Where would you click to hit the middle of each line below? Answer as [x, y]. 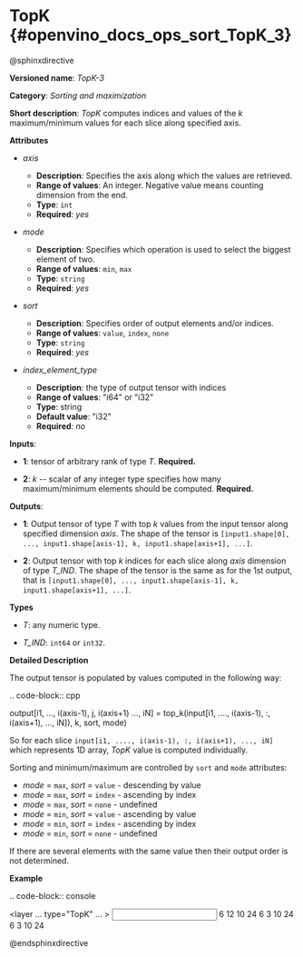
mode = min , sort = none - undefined [90, 833]
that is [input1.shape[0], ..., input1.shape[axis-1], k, [131, 580]
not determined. [39, 861]
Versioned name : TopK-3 [57, 77]
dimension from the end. [82, 194]
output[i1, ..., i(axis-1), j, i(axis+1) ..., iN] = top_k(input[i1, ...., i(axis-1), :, [140, 713]
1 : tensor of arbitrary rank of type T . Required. [109, 461]
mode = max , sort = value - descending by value [112, 785]
